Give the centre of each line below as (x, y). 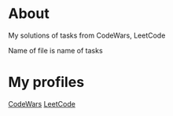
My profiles (46, 82)
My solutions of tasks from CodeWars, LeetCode (87, 35)
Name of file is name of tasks (56, 50)
